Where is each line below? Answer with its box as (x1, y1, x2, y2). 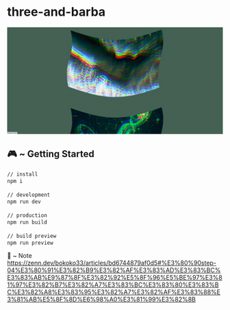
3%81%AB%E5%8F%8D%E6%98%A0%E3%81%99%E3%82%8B (7, 295, 196, 303)
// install (7, 171, 38, 178)
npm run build (7, 219, 48, 226)
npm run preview (7, 239, 53, 246)
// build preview (7, 232, 57, 239)
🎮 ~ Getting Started (7, 148, 94, 160)
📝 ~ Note (7, 251, 32, 259)
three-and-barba (7, 4, 106, 20)
